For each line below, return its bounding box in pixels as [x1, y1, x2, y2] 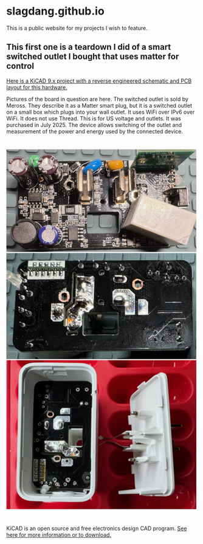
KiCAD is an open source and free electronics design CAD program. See [6, 525, 187, 532]
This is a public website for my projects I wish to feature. [6, 24, 148, 32]
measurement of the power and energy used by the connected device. [6, 128, 184, 135]
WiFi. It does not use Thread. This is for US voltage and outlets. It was [6, 114, 181, 122]
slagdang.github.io [6, 4, 105, 18]
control [6, 61, 35, 71]
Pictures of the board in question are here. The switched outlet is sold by [6, 95, 188, 103]
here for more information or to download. [6, 531, 111, 539]
